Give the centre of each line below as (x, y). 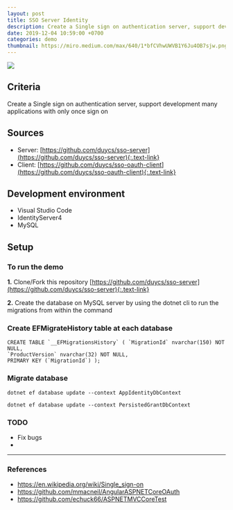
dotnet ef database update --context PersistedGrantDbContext (99, 405)
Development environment (66, 194)
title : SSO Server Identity (48, 20)
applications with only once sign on (58, 111)
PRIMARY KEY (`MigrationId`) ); (54, 361)
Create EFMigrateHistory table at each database (90, 329)
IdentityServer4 (40, 218)
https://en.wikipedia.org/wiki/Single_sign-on (80, 484)
